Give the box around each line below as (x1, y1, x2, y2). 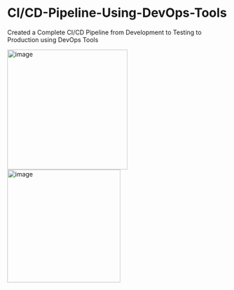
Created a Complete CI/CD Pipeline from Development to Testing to (7, 28, 202, 36)
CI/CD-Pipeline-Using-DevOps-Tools (7, 5, 228, 21)
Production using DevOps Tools (7, 35, 99, 43)
